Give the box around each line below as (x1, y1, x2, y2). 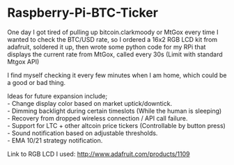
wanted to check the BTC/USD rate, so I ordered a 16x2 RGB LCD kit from (7, 35, 218, 43)
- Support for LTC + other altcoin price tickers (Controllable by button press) (7, 121, 226, 129)
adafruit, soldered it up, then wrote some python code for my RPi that (7, 42, 206, 51)
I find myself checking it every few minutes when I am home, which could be (7, 71, 227, 79)
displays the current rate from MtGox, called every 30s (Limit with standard (7, 50, 223, 58)
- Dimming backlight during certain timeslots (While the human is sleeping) (7, 107, 222, 115)
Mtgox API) (7, 57, 40, 65)
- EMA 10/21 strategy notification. (7, 136, 103, 144)
